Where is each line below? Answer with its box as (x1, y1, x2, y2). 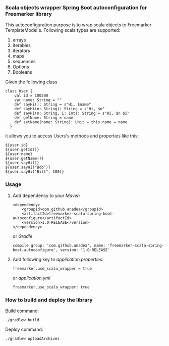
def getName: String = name (14, 115, 73, 120)
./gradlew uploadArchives (5, 336, 60, 341)
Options (12, 64, 29, 70)
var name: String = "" (14, 97, 62, 103)
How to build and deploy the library (5, 296, 93, 303)
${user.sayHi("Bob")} (5, 165, 51, 170)
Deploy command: (5, 326, 43, 332)
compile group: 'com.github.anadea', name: (12, 243, 106, 248)
